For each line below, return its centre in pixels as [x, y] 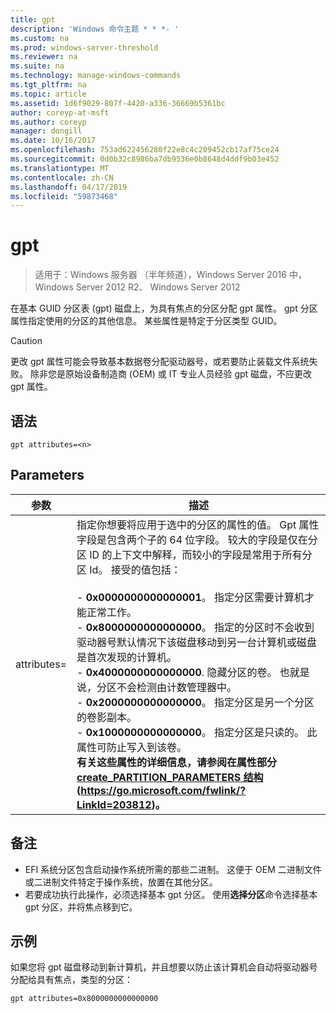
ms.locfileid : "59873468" [64, 196]
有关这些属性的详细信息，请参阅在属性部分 [177, 762]
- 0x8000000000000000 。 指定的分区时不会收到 [195, 627]
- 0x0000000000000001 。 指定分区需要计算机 [190, 597]
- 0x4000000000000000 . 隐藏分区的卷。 [177, 672]
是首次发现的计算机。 [127, 657]
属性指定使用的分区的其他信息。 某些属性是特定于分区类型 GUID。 [146, 321]
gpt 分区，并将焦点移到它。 [81, 907]
